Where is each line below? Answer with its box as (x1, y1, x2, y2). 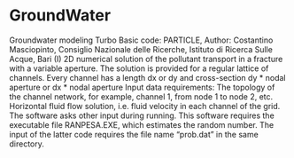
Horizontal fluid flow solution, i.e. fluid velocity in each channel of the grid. (9, 100, 281, 111)
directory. (9, 138, 44, 149)
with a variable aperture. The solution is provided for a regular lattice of (9, 63, 269, 74)
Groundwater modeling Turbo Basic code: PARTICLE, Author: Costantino (9, 35, 274, 45)
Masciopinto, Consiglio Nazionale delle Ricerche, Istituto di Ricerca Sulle (9, 43, 273, 54)
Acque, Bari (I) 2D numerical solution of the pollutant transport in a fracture (9, 53, 283, 64)
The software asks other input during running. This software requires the (9, 110, 275, 121)
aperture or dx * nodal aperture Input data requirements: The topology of (9, 82, 275, 92)
